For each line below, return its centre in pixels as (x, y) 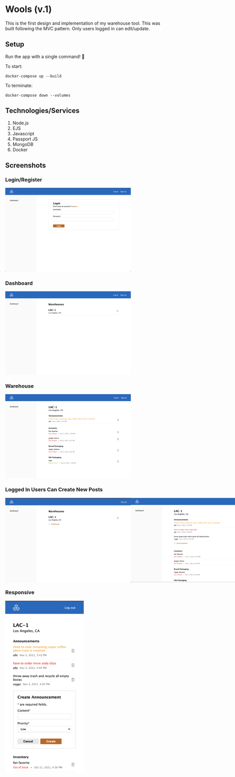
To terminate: (19, 85)
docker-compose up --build (33, 76)
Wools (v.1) (29, 9)
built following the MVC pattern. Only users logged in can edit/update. (78, 28)
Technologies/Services (42, 111)
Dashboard (19, 283)
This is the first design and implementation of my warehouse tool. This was (83, 23)
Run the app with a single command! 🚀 (45, 56)
